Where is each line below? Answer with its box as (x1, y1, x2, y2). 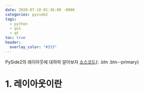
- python (9, 21, 28, 26)
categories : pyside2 (5, 12, 48, 17)
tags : (5, 16, 16, 21)
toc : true (5, 35, 26, 40)
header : (5, 40, 21, 45)
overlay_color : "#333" (9, 44, 57, 49)
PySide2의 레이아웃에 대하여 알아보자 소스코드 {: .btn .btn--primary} (5, 58, 139, 65)
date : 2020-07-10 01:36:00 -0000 (5, 7, 75, 12)
